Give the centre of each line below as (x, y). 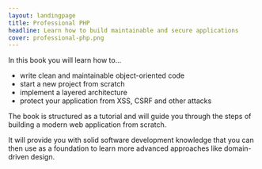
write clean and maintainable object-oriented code (102, 75)
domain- (238, 148)
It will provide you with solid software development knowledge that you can (131, 140)
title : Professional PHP (49, 23)
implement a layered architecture (74, 93)
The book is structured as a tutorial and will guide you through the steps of (130, 117)
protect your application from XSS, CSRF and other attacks (116, 101)
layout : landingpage (42, 15)
